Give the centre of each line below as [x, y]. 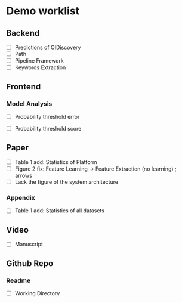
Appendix [21, 197]
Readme [18, 280]
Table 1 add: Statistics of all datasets [59, 211]
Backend [23, 33]
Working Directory [37, 293]
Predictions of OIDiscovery [48, 47]
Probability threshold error [47, 116]
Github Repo [30, 263]
